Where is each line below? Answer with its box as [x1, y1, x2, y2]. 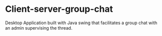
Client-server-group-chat [5, 3, 113, 15]
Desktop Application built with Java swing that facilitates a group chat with [5, 20, 158, 26]
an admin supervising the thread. [5, 25, 73, 31]
